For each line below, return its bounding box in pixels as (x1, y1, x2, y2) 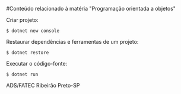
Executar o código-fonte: (6, 60, 68, 67)
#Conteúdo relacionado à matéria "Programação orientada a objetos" (6, 5, 176, 12)
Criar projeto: (6, 17, 39, 23)
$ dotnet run (6, 72, 39, 77)
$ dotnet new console (6, 28, 60, 34)
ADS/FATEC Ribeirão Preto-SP (6, 82, 80, 89)
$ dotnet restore (6, 50, 49, 56)
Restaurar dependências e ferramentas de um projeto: (6, 38, 139, 45)
